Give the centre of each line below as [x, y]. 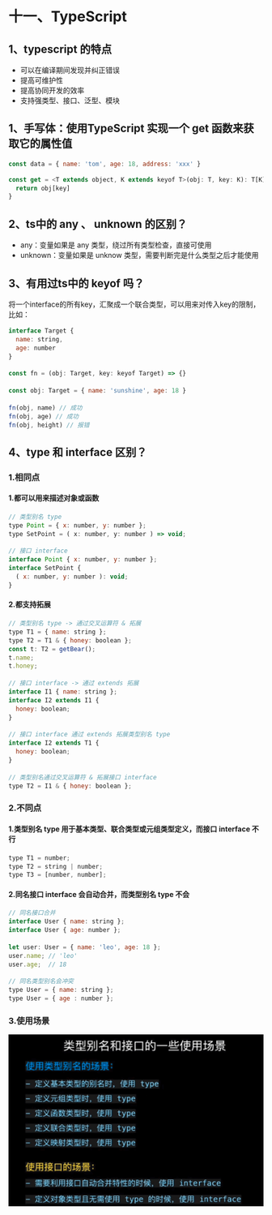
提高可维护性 [41, 80]
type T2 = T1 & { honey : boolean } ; [70, 640]
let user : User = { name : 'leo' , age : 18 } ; [85, 947]
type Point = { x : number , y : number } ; [78, 525]
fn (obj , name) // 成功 [45, 408]
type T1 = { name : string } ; [57, 632]
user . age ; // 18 [38, 964]
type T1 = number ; [39, 858]
